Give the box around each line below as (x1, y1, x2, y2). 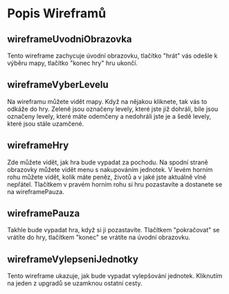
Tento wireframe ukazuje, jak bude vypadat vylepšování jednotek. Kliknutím (7, 272, 223, 280)
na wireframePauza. (7, 187, 64, 196)
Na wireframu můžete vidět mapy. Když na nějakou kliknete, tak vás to (7, 97, 208, 105)
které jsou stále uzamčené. (7, 119, 84, 128)
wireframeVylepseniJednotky (7, 253, 138, 265)
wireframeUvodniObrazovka (7, 33, 133, 45)
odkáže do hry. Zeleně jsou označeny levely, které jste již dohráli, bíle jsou (7, 105, 219, 113)
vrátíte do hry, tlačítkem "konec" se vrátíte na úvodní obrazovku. (7, 233, 191, 241)
